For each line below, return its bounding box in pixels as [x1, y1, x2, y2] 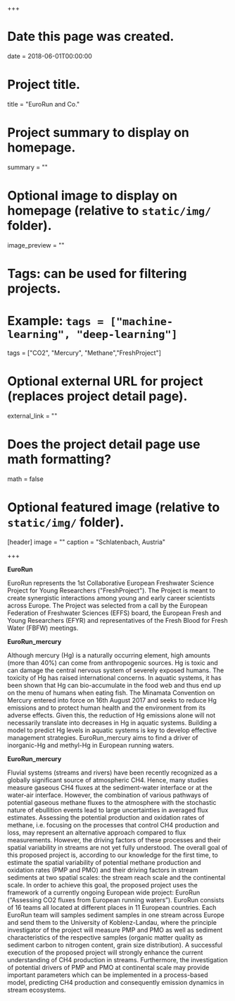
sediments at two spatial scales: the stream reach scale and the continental [7, 873, 226, 882]
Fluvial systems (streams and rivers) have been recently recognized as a [7, 768, 218, 777]
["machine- [110, 315, 174, 329]
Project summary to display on [7, 125, 190, 141]
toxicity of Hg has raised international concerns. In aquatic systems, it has [7, 673, 222, 681]
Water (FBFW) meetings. [7, 624, 79, 632]
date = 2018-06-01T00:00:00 [7, 51, 93, 60]
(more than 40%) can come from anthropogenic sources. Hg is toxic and [7, 658, 218, 667]
